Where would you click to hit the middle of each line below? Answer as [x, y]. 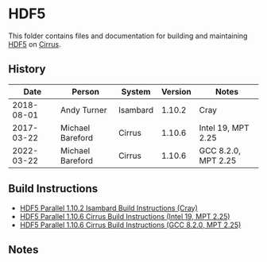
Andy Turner [84, 110]
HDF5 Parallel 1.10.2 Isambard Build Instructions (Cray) [109, 208]
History [27, 69]
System [136, 91]
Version [177, 91]
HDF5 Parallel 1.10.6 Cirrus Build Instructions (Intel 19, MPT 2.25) [125, 216]
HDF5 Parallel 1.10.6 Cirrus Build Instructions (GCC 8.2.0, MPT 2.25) [130, 225]
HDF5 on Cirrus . [35, 44]
